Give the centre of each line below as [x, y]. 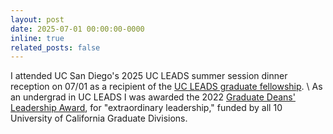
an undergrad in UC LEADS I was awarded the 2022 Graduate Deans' [153, 97]
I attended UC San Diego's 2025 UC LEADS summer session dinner [149, 76]
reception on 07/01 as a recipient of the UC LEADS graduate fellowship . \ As [166, 87]
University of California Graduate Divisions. [99, 118]
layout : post [37, 19]
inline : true [37, 38]
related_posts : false [55, 47]
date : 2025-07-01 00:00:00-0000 [77, 29]
